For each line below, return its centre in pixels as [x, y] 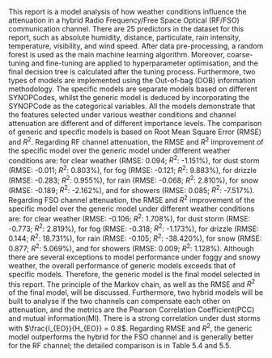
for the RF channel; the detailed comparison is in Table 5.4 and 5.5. [120, 345]
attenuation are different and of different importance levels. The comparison [135, 123]
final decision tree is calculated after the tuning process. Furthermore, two [132, 72]
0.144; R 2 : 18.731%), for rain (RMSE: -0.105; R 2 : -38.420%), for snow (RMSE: [135, 238]
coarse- [240, 55]
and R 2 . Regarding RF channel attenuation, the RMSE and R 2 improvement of [136, 141]
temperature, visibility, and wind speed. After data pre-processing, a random [136, 46]
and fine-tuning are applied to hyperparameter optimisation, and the [145, 63]
